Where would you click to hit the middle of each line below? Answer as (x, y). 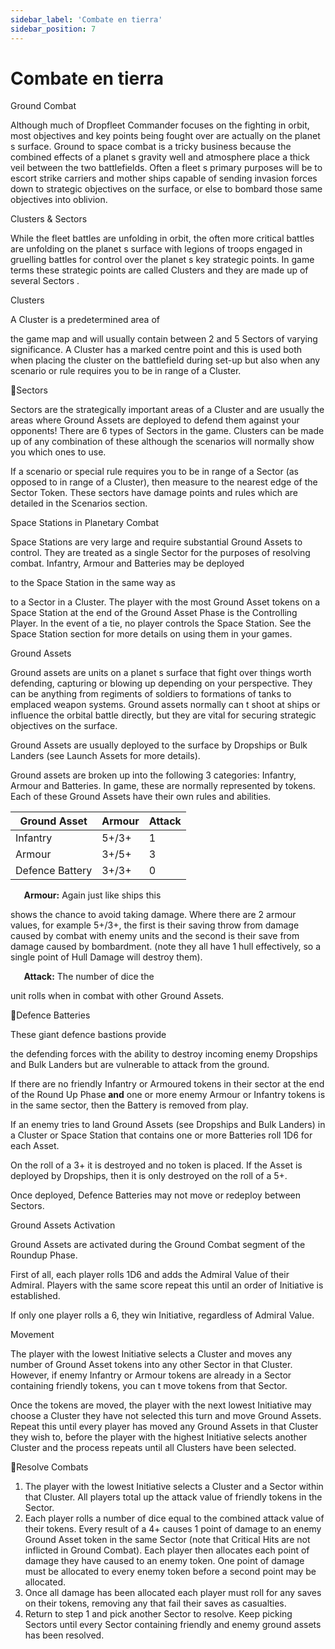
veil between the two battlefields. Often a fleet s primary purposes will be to (166, 168)
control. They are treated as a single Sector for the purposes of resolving (160, 553)
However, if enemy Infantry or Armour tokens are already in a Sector (151, 1375)
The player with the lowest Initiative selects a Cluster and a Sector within (174, 1487)
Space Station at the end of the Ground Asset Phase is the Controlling (154, 613)
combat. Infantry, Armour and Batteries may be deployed (127, 563)
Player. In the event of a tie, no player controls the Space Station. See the (161, 623)
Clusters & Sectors (49, 219)
